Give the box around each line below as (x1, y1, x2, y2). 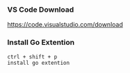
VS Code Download (7, 5, 74, 14)
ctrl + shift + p (7, 53, 58, 60)
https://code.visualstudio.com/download (7, 21, 123, 29)
